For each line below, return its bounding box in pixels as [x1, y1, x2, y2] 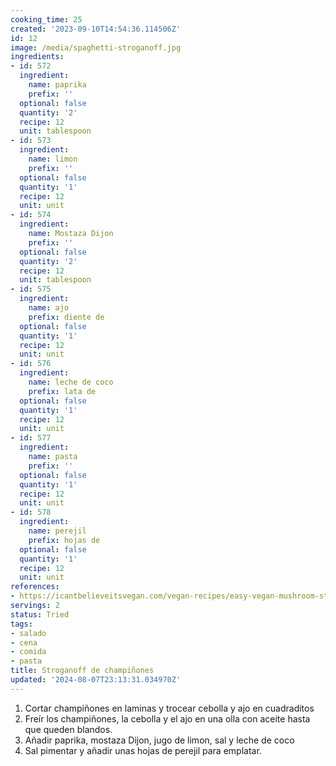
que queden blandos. [24, 723, 113, 735]
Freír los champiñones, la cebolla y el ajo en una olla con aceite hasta [24, 712, 311, 725]
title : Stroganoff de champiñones [10, 666, 155, 676]
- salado [10, 628, 47, 638]
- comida [10, 647, 47, 657]
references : [10, 582, 60, 592]
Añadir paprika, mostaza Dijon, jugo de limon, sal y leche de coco [24, 734, 295, 746]
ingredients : [10, 52, 65, 62]
